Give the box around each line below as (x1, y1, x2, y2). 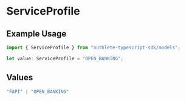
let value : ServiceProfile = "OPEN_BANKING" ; (6, 55, 123, 61)
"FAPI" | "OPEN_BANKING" (6, 88, 69, 95)
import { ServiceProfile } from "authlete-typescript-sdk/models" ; (6, 44, 181, 50)
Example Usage (6, 29, 67, 39)
